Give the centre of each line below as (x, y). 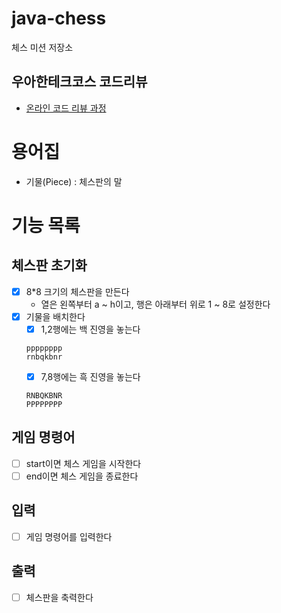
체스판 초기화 (49, 265)
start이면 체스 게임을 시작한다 (83, 463)
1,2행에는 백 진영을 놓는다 (90, 329)
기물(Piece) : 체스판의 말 (74, 181)
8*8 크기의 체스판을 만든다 (77, 291)
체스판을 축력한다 (59, 597)
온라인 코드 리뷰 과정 (66, 108)
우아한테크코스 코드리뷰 (79, 82)
